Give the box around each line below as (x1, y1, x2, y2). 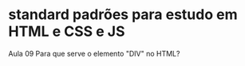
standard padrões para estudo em (8, 6, 238, 24)
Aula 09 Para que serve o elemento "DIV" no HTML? (8, 49, 180, 58)
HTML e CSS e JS (8, 22, 125, 41)
